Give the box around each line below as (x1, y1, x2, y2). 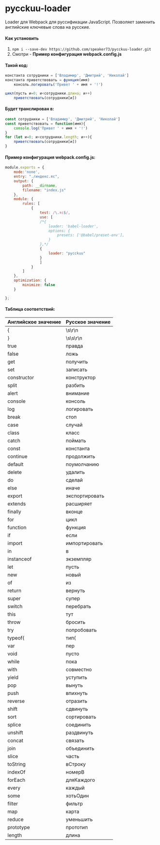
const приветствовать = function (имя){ (5, 121, 86, 126)
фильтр (65, 800, 83, 807)
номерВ (65, 768, 85, 775)
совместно (65, 666, 92, 673)
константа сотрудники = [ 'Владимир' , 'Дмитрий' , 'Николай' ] (5, 73, 129, 78)
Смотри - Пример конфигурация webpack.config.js (12, 51, 122, 57)
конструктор (65, 374, 96, 381)
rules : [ (22, 201, 40, 206)
